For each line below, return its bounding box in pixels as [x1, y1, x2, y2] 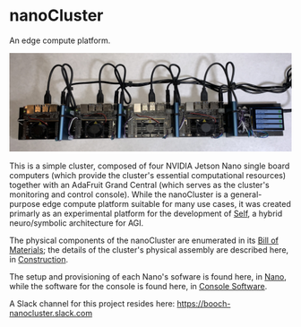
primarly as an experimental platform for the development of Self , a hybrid [9, 208, 283, 219]
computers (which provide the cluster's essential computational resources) [9, 170, 287, 181]
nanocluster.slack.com [9, 308, 92, 319]
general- [229, 189, 262, 200]
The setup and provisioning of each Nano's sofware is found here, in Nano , [9, 271, 287, 282]
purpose [9, 199, 40, 210]
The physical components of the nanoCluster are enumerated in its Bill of [9, 235, 279, 246]
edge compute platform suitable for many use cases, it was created [41, 199, 291, 210]
